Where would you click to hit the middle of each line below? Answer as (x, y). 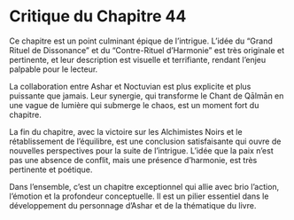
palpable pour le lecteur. (54, 69)
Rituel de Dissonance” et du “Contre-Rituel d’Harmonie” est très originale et (147, 50)
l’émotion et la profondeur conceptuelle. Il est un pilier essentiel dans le (139, 196)
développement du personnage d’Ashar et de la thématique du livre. (133, 205)
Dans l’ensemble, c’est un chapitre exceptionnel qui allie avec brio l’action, (144, 186)
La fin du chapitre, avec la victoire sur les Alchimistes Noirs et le (126, 131)
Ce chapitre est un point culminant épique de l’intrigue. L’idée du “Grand (141, 41)
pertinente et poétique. (51, 169)
